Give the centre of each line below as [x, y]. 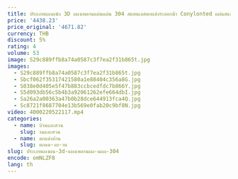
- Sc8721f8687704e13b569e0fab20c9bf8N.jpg [77, 106]
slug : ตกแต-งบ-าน [44, 145]
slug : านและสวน [40, 132]
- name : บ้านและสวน [39, 125]
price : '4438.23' [33, 20]
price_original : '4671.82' [47, 27]
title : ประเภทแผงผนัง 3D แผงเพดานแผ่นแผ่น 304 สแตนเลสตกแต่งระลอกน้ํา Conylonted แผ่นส [117, 14]
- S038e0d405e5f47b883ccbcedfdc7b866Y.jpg [77, 86]
